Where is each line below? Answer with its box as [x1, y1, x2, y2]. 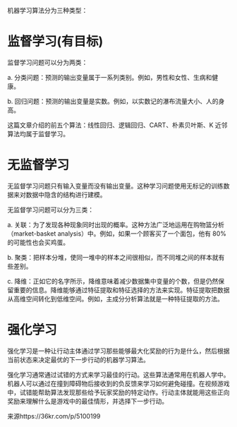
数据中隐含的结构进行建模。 [25, 190, 107, 199]
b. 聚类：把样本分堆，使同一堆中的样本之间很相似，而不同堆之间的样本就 [7, 253, 219, 261]
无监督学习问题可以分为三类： [7, 205, 94, 214]
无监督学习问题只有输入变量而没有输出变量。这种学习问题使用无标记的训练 [7, 181, 224, 190]
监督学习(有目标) [7, 34, 104, 49]
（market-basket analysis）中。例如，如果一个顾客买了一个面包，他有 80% [7, 229, 227, 238]
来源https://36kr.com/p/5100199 [7, 411, 101, 420]
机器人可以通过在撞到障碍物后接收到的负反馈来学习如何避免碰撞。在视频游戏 [7, 379, 230, 387]
